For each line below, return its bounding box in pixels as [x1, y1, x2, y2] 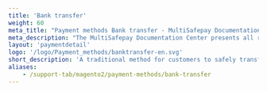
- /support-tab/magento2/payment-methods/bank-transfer [22, 70, 212, 78]
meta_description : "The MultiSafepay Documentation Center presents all [8, 33, 254, 42]
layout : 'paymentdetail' [8, 41, 91, 49]
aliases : [8, 63, 37, 71]
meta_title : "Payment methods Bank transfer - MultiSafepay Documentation [8, 26, 261, 34]
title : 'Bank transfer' [8, 11, 87, 20]
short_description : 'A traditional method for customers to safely [8, 56, 237, 64]
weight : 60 [8, 19, 44, 27]
